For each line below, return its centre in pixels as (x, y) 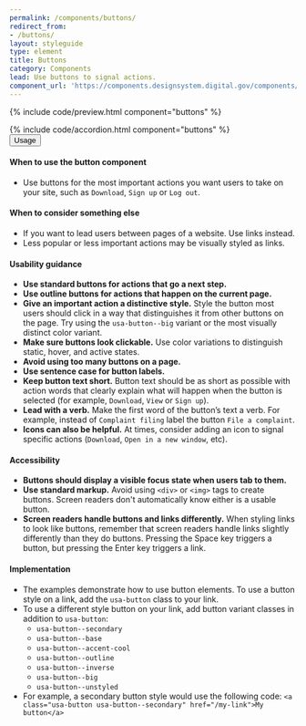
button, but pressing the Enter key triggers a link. (114, 548)
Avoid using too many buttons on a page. (102, 362)
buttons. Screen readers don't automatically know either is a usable (149, 500)
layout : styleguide (46, 43)
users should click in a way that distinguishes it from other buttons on (153, 313)
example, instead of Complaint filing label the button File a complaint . (159, 420)
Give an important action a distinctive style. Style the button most (148, 304)
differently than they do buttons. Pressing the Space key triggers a (147, 538)
